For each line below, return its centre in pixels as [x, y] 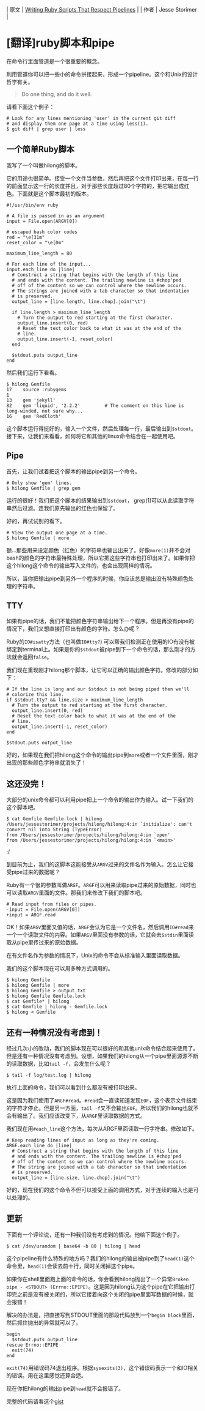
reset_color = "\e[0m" [35, 242]
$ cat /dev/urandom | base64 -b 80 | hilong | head [73, 1246]
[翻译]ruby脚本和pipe [60, 43]
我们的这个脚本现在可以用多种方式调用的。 [60, 968]
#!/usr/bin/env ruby [33, 205]
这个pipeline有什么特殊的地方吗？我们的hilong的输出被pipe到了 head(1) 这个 [101, 1258]
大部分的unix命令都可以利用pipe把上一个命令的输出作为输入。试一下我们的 [100, 800]
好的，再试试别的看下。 [36, 521]
